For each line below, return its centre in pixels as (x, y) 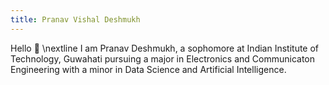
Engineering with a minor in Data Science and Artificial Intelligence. (148, 69)
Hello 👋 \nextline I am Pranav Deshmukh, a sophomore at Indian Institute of (165, 48)
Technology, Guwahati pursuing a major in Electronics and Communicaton (163, 58)
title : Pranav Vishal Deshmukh (75, 19)
